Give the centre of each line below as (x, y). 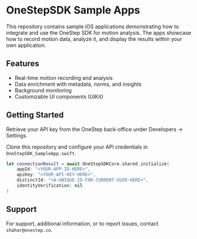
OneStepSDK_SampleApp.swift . (41, 153)
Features (23, 64)
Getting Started (35, 115)
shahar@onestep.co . (29, 230)
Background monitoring (43, 90)
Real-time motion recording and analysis (64, 78)
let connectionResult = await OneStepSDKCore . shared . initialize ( (88, 164)
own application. (26, 45)
